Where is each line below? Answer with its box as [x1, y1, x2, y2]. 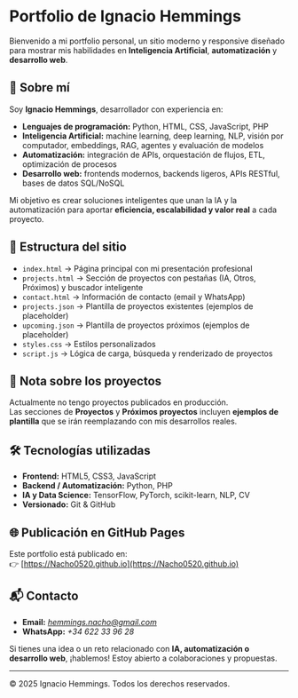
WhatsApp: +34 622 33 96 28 [21, 626, 135, 637]
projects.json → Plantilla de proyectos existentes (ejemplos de [21, 300, 254, 312]
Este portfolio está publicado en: [9, 549, 128, 559]
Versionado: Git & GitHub [21, 499, 116, 510]
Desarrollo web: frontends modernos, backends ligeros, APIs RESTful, [21, 168, 281, 178]
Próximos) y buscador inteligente [21, 282, 144, 292]
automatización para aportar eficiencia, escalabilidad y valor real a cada [9, 204, 278, 215]
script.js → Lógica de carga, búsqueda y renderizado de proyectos [21, 348, 273, 359]
